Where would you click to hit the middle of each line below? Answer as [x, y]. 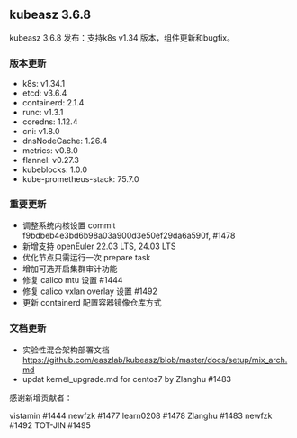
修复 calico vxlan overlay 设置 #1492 [90, 291]
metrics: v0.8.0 [50, 151]
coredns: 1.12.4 [50, 122]
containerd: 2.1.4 [53, 103]
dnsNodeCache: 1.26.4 [65, 141]
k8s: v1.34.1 [44, 84]
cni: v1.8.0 [41, 132]
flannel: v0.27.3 [50, 160]
